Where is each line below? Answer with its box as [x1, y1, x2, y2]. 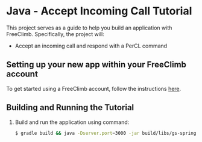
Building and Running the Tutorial [6, 102, 134, 113]
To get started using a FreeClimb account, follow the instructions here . [6, 85, 181, 92]
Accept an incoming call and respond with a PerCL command [14, 42, 168, 49]
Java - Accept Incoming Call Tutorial [6, 4, 192, 18]
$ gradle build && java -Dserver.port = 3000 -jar [14, 130, 140, 136]
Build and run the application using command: [14, 119, 130, 126]
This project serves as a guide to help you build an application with [6, 24, 172, 31]
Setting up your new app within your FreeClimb [6, 60, 187, 70]
